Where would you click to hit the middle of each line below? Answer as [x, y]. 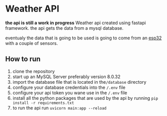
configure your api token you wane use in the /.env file [70, 93]
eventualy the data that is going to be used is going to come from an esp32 [83, 38]
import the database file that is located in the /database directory [79, 82]
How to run [23, 59]
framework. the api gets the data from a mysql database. [65, 28]
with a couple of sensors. [32, 43]
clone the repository [34, 71]
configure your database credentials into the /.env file [69, 87]
